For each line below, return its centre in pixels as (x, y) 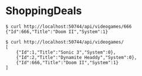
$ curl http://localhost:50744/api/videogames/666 (69, 27)
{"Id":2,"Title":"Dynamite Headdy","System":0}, (77, 57)
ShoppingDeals (44, 11)
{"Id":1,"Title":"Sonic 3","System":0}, (66, 52)
